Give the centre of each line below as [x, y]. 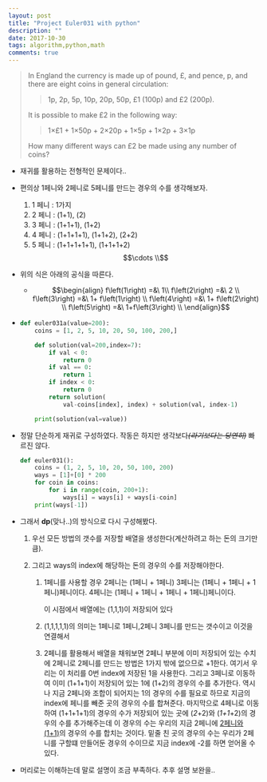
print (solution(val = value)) [81, 419]
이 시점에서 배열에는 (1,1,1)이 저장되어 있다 [108, 609]
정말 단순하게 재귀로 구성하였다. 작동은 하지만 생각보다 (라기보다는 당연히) [133, 435]
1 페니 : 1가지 [51, 205]
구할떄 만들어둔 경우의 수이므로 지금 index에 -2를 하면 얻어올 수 [157, 743]
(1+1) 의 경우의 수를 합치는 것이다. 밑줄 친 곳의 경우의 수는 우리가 [142, 732]
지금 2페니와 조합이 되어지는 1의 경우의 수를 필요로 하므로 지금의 [151, 693]
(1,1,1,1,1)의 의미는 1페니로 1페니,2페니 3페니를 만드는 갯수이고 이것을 [148, 626]
